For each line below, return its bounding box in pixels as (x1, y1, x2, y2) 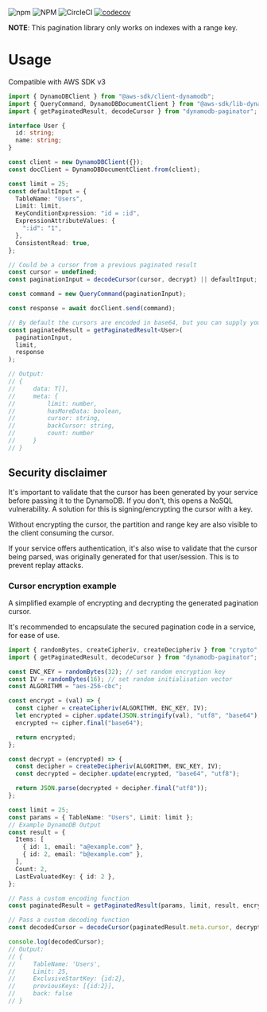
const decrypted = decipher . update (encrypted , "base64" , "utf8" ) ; (15, 770, 240, 778)
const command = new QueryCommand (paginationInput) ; (8, 290, 187, 298)
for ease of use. (8, 630, 60, 640)
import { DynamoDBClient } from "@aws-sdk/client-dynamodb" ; (8, 92, 215, 100)
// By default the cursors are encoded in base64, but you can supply (8, 318, 247, 326)
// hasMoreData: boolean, (8, 407, 123, 415)
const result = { (8, 828, 66, 836)
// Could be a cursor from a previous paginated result (8, 261, 197, 269)
